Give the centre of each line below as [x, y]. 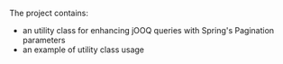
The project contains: [49, 13]
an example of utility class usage [83, 50]
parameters [44, 40]
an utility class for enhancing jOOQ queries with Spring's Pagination [148, 30]
